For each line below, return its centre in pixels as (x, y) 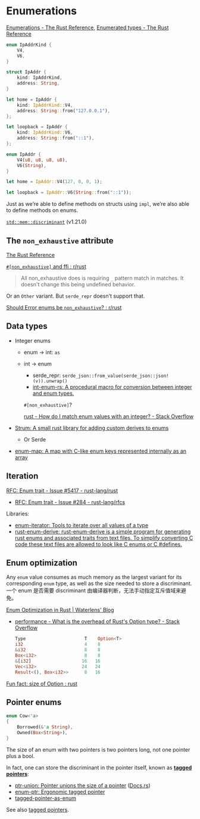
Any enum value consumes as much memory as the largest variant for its (94, 577)
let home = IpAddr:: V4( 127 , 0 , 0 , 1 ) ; (54, 182)
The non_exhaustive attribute (60, 241)
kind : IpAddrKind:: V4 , (45, 105)
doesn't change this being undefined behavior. (78, 284)
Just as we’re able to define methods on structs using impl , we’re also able (98, 204)
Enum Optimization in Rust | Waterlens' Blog (60, 610)
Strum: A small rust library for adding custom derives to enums (92, 428)
